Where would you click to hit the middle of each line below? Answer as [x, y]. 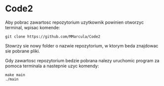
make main [15, 75]
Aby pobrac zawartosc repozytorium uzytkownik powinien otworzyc [75, 22]
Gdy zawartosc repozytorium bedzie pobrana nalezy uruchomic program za [82, 60]
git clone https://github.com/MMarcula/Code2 [53, 37]
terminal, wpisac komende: [33, 27]
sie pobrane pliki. [23, 51]
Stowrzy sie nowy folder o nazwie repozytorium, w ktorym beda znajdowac [82, 45]
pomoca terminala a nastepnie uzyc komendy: [52, 66]
